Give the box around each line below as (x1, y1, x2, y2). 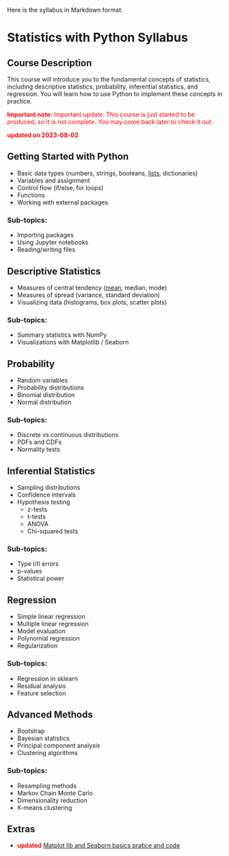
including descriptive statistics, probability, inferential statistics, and (7, 82, 198, 91)
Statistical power (16, 574, 65, 582)
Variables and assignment (16, 176, 90, 185)
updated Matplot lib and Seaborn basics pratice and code (16, 842, 180, 850)
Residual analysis (16, 682, 66, 690)
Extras (7, 823, 36, 835)
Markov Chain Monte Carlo (16, 789, 94, 797)
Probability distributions (16, 383, 84, 392)
